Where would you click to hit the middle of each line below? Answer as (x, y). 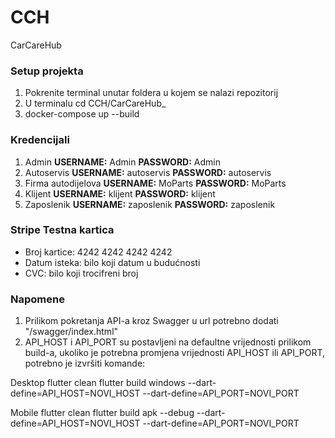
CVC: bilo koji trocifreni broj (81, 273)
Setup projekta (47, 71)
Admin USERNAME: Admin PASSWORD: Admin (122, 162)
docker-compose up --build (82, 114)
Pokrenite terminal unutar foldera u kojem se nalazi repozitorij (151, 93)
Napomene (37, 299)
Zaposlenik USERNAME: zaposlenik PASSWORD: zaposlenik (150, 204)
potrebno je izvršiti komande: (85, 363)
